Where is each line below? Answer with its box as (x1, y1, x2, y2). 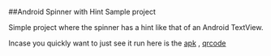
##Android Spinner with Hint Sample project (8, 7, 156, 16)
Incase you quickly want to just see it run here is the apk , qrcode (8, 38, 226, 48)
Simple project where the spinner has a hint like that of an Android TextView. (8, 23, 264, 32)
